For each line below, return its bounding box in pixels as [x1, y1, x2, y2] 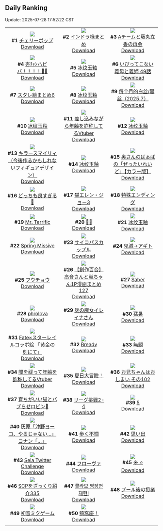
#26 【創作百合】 [64, 266, 104, 273]
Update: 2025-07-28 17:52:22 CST [5, 16, 74, 22]
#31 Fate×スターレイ [8, 334, 57, 341]
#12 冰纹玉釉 [117, 122, 148, 129]
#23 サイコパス [64, 239, 99, 245]
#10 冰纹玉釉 [17, 122, 48, 129]
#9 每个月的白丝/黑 [111, 88, 155, 95]
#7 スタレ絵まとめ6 [10, 92, 55, 98]
